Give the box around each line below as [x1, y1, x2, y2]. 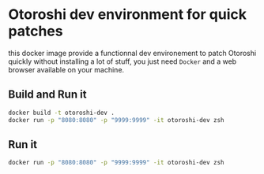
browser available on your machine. [8, 65, 125, 74]
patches [8, 22, 63, 40]
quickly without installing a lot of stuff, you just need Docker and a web [8, 57, 237, 66]
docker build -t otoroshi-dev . [8, 109, 115, 117]
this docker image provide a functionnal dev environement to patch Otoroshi [8, 48, 257, 57]
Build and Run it [8, 88, 87, 102]
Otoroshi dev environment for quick [8, 6, 247, 24]
